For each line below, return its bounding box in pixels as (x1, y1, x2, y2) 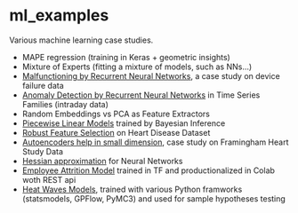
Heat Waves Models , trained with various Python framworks (21, 184, 243, 194)
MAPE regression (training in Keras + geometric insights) (21, 51, 231, 62)
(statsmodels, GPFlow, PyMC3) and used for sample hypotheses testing (21, 193, 286, 204)
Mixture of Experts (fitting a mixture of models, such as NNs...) (21, 61, 253, 72)
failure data (21, 80, 64, 91)
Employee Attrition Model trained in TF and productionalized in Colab (21, 165, 276, 176)
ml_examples (9, 5, 109, 26)
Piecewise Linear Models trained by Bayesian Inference (21, 117, 226, 129)
